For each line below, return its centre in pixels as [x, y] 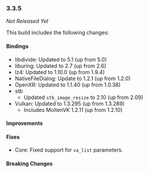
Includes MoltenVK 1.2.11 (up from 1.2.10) [73, 110]
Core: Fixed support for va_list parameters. [69, 150]
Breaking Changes [29, 164]
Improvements [25, 123]
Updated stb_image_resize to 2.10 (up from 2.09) [83, 97]
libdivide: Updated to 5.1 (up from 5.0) [61, 59]
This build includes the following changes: [58, 33]
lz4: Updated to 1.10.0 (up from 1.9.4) [60, 72]
